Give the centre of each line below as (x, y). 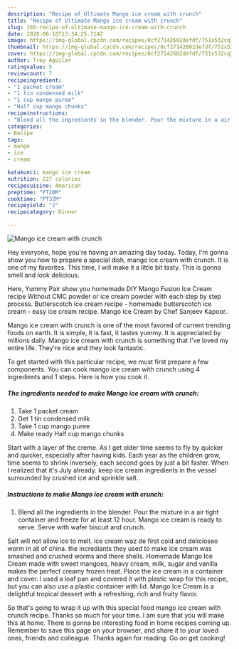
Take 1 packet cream (48, 411)
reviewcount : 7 (30, 73)
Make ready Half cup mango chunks (71, 433)
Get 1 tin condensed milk (54, 418)
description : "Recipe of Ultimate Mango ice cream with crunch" (105, 14)
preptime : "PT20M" (34, 192)
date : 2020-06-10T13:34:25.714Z (55, 34)
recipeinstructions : (38, 113)
